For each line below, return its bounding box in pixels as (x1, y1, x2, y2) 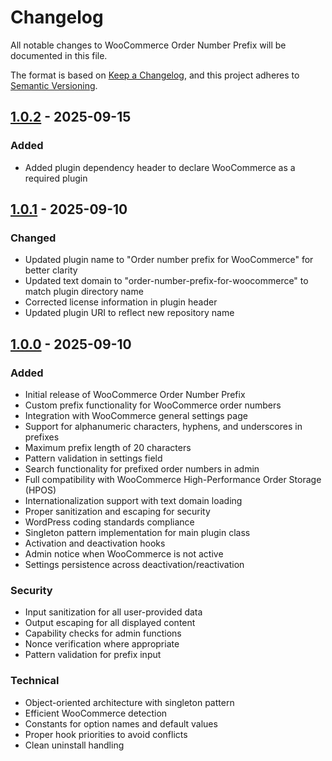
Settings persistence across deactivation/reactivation (24, 559, 245, 570)
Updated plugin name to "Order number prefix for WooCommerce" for (24, 254, 314, 266)
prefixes (24, 431, 60, 443)
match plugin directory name (24, 286, 144, 298)
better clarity (24, 264, 78, 276)
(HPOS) (24, 484, 57, 496)
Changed (10, 231, 57, 245)
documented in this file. (10, 49, 108, 61)
